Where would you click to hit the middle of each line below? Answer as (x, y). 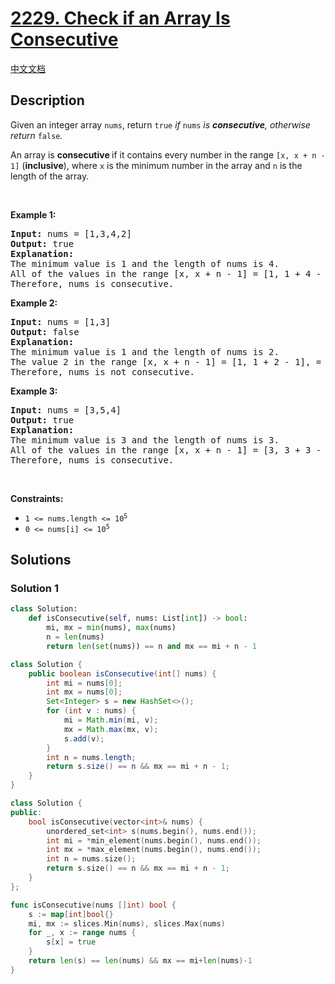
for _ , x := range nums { (82, 933)
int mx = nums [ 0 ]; (84, 692)
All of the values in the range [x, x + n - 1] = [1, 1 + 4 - (166, 273)
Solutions (41, 560)
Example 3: (34, 391)
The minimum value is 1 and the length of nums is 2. (145, 351)
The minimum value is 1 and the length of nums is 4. (145, 263)
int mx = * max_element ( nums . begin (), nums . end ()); (154, 850)
